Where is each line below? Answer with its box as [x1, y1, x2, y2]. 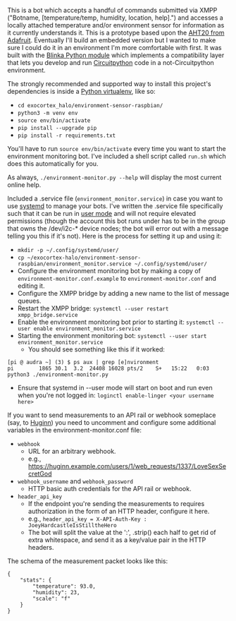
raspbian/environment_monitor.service [17, 260, 132, 267]
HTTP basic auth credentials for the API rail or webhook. [27, 485, 192, 493]
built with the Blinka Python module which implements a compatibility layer [7, 51, 225, 59]
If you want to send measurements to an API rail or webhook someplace [7, 411, 216, 419]
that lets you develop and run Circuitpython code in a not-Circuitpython [7, 59, 215, 66]
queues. [17, 296, 42, 305]
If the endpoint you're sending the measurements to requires [27, 500, 205, 507]
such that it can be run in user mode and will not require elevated [7, 210, 196, 217]
